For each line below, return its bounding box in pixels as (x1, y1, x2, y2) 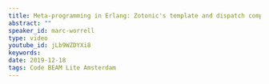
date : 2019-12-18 (8, 57, 66, 65)
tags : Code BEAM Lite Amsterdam (8, 64, 116, 72)
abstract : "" (8, 19, 52, 27)
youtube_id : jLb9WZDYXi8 (8, 42, 91, 50)
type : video (8, 34, 48, 42)
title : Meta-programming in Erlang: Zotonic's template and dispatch (8, 11, 246, 20)
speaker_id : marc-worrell (8, 26, 94, 34)
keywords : (8, 49, 42, 57)
